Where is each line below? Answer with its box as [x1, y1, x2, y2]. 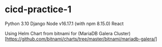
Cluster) [114, 30, 131, 36]
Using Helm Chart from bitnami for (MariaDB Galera [5, 30, 113, 36]
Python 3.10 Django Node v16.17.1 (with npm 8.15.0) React [5, 20, 124, 27]
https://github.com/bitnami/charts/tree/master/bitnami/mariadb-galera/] [6, 36, 157, 42]
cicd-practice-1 [5, 4, 72, 15]
